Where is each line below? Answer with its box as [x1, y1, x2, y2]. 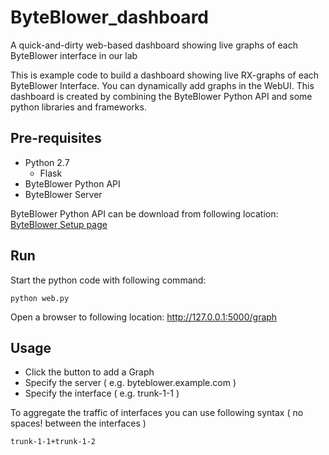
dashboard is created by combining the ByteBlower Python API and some [10, 90, 313, 102]
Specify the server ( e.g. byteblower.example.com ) [24, 377, 237, 389]
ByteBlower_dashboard [10, 6, 209, 29]
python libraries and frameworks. [10, 101, 147, 113]
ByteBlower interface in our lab [10, 49, 138, 61]
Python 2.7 [24, 156, 70, 168]
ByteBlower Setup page [10, 218, 108, 230]
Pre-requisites [10, 130, 102, 147]
